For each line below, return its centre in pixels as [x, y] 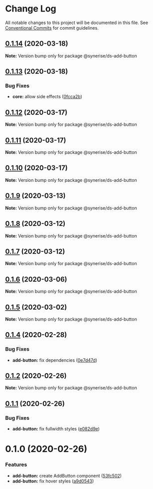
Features [16, 465]
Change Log [31, 9]
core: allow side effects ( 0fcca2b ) [47, 97]
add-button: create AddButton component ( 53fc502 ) [67, 475]
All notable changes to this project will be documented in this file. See [77, 23]
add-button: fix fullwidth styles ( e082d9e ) [56, 429]
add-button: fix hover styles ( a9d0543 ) [53, 481]
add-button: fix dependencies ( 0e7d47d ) [55, 360]
